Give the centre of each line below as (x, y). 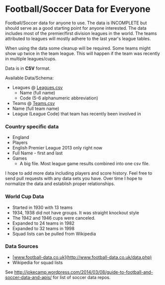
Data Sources (22, 246)
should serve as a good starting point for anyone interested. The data (76, 28)
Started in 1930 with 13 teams (42, 207)
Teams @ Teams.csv (33, 103)
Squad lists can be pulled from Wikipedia (54, 234)
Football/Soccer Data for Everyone (78, 9)
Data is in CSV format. (28, 68)
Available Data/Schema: (29, 78)
